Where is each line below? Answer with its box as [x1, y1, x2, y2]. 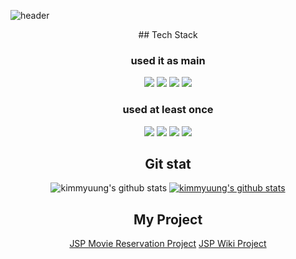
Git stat [144, 155, 192, 172]
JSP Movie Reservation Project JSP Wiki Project [69, 238, 267, 250]
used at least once [122, 103, 214, 117]
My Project [133, 211, 203, 228]
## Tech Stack [138, 29, 198, 40]
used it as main [130, 53, 206, 67]
